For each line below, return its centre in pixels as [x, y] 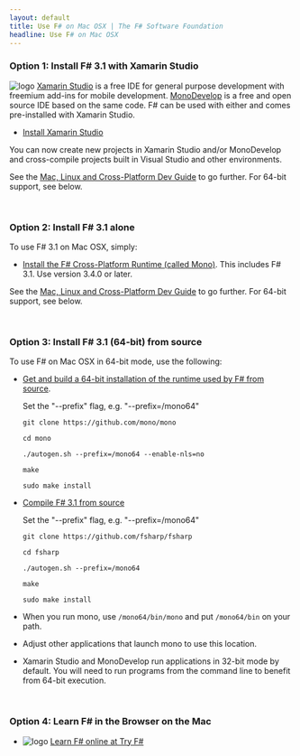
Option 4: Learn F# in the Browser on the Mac [110, 722]
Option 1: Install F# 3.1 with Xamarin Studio [104, 66]
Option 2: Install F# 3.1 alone [72, 227]
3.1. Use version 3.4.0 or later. [77, 274]
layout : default [40, 18]
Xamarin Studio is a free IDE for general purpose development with [161, 86]
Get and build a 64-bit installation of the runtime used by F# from [143, 379]
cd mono [36, 439]
